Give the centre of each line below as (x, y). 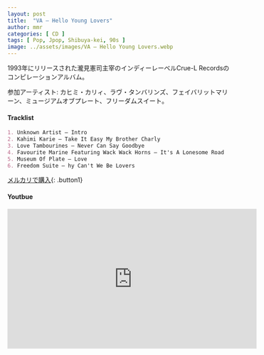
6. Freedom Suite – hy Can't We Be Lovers (71, 165)
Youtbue (20, 197)
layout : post (27, 14)
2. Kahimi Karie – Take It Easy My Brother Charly (84, 139)
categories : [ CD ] (36, 34)
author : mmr (25, 27)
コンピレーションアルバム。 (48, 77)
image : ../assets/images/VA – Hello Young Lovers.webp (90, 47)
